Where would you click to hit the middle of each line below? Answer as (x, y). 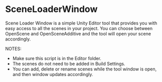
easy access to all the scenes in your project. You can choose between (79, 28)
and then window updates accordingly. (53, 74)
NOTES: (13, 48)
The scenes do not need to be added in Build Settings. (69, 63)
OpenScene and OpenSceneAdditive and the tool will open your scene (78, 33)
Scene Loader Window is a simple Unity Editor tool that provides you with (81, 23)
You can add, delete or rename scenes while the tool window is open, (85, 69)
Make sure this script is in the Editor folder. (57, 58)
